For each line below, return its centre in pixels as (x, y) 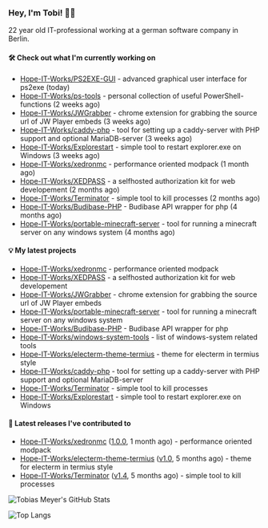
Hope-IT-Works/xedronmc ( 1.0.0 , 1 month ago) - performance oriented (136, 441)
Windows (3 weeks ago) (60, 155)
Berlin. (19, 39)
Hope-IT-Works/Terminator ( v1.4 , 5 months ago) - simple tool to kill (130, 475)
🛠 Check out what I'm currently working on (82, 57)
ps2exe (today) (45, 87)
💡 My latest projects (42, 250)
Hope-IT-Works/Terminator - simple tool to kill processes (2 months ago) (140, 198)
